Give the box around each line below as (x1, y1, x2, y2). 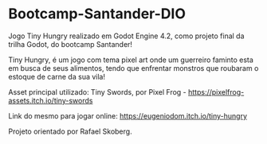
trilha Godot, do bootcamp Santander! (8, 39, 133, 49)
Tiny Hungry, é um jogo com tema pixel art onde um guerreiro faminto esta (8, 55, 253, 64)
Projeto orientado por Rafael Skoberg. (8, 126, 133, 136)
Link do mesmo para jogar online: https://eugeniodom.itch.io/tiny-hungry (8, 111, 248, 120)
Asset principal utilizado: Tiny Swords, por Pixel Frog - (8, 87, 187, 96)
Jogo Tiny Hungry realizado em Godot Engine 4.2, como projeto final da (8, 31, 245, 41)
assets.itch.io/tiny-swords (8, 95, 93, 105)
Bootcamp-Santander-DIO (8, 5, 186, 23)
